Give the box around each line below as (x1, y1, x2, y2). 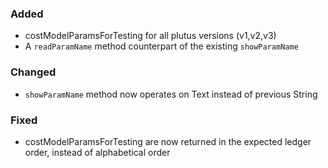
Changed (10, 65, 57, 79)
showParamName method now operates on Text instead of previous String (24, 88, 318, 100)
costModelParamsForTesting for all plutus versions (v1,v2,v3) (24, 30, 277, 42)
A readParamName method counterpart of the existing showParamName (24, 40, 299, 52)
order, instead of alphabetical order (24, 146, 171, 158)
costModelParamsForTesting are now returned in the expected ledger (24, 135, 312, 147)
